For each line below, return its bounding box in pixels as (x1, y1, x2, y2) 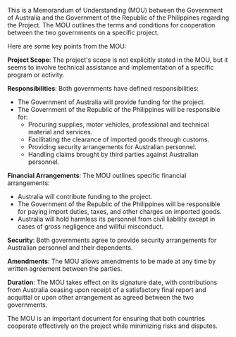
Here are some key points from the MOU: (7, 42, 127, 50)
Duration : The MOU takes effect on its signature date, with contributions (7, 278, 218, 286)
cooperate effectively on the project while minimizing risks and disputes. (7, 322, 218, 330)
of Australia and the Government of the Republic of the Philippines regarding (7, 13, 230, 22)
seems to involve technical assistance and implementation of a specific (7, 63, 214, 71)
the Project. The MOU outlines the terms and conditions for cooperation (7, 21, 216, 29)
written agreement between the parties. (7, 265, 123, 273)
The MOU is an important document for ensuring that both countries (7, 314, 206, 322)
